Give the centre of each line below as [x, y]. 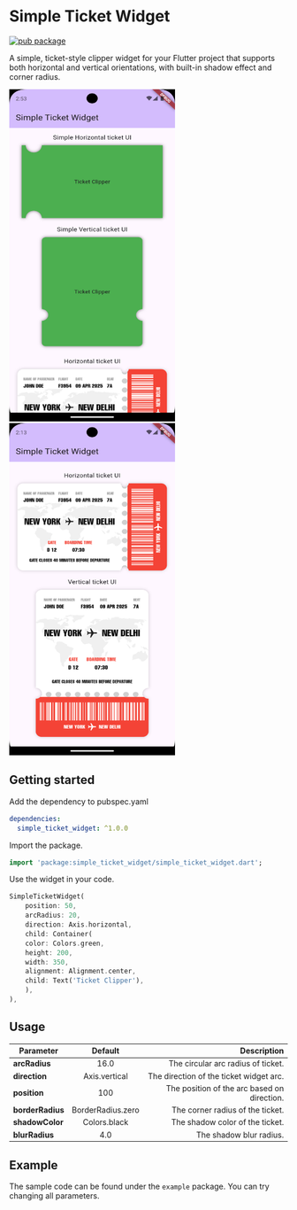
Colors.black [106, 1122]
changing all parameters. [54, 1196]
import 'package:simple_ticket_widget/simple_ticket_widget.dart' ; [136, 862]
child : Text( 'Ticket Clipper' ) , [84, 981]
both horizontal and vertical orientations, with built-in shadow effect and [141, 67]
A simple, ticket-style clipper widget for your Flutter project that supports [142, 58]
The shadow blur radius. [240, 1135]
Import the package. [46, 845]
